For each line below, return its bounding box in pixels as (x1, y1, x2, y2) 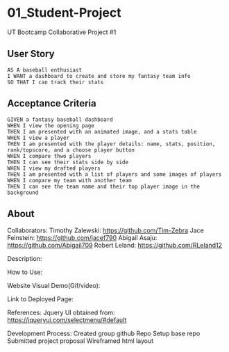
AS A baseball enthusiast (7, 66, 82, 74)
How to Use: (7, 268, 43, 276)
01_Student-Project (7, 5, 121, 21)
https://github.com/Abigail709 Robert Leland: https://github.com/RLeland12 (7, 241, 223, 250)
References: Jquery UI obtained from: (7, 308, 116, 317)
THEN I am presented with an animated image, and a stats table (7, 128, 197, 135)
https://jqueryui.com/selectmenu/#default (7, 316, 127, 324)
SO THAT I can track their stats (7, 79, 104, 86)
